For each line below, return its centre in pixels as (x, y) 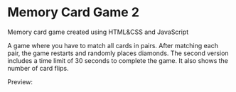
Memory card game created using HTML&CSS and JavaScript (98, 32)
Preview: (20, 81)
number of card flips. (38, 68)
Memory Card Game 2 (74, 12)
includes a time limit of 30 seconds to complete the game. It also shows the (118, 60)
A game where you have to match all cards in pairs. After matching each (113, 45)
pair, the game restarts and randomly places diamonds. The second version (118, 53)
